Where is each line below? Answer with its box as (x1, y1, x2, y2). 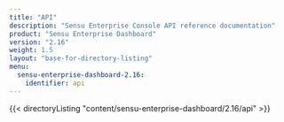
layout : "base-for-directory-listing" (9, 54, 153, 63)
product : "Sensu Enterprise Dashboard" (9, 29, 157, 38)
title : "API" (9, 12, 58, 22)
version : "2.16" (9, 37, 69, 47)
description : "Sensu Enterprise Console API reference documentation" (9, 21, 276, 30)
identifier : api (25, 79, 86, 88)
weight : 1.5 (9, 46, 53, 55)
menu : (9, 63, 29, 72)
